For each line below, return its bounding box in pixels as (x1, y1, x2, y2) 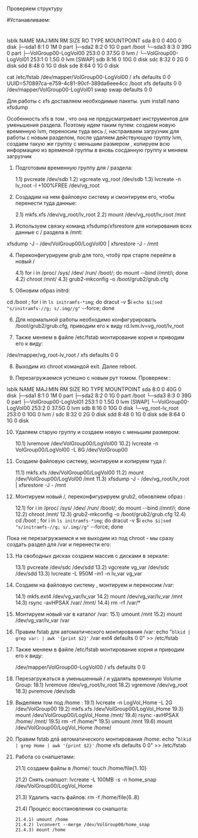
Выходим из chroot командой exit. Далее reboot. (15, 363, 137, 370)
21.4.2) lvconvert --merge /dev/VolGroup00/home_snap (15, 822, 150, 828)
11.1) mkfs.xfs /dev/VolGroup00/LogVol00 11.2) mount (15, 469, 144, 476)
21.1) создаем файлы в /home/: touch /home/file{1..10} (15, 765, 147, 772)
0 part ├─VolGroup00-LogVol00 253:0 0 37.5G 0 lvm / (6, 50, 139, 57)
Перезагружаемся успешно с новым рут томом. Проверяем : (15, 374, 171, 382)
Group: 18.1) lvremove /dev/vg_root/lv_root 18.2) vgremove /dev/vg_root (15, 681, 188, 689)
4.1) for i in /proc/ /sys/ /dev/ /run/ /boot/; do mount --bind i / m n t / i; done (15, 270, 189, 277)
